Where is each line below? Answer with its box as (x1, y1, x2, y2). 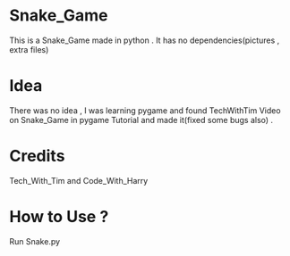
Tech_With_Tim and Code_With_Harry (9, 175, 149, 186)
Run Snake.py (9, 235, 61, 246)
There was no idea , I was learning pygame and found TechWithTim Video (9, 104, 281, 116)
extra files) (9, 44, 49, 54)
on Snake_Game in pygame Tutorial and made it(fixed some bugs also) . (9, 114, 274, 125)
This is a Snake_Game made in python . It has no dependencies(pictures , (9, 35, 280, 45)
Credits (9, 146, 65, 166)
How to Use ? (9, 207, 109, 227)
